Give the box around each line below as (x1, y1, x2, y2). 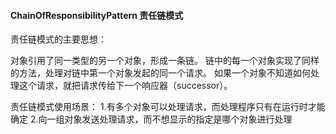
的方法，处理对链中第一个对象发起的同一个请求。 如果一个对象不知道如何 (10, 67, 311, 79)
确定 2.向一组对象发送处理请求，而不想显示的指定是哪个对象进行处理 (10, 113, 293, 125)
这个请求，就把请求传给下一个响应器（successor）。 (18, 80, 233, 92)
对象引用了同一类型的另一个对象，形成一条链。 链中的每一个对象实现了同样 (10, 55, 320, 67)
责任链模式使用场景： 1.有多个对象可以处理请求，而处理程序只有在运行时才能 (10, 101, 326, 113)
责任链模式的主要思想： (10, 33, 107, 45)
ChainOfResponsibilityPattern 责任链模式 (10, 9, 184, 21)
